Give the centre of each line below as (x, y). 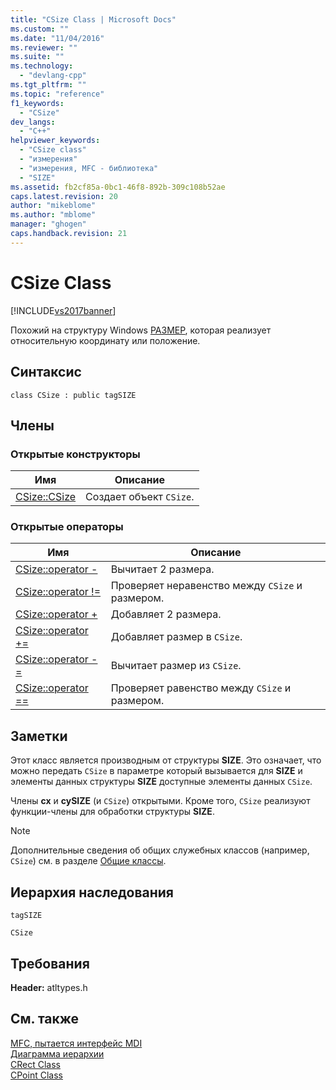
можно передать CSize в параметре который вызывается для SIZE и (156, 771)
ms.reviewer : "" (44, 47)
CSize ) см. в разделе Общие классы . (88, 861)
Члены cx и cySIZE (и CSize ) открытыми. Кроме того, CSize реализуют (160, 801)
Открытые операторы (67, 527)
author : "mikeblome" (53, 206)
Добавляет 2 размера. (166, 614)
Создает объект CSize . (140, 497)
